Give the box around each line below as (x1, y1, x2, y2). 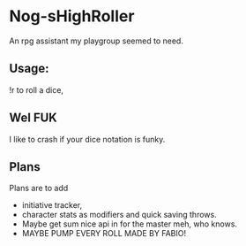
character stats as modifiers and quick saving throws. (21, 210, 218, 220)
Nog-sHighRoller (9, 6, 135, 27)
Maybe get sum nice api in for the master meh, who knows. (21, 219, 238, 229)
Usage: (9, 61, 50, 76)
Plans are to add (9, 183, 69, 194)
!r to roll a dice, (9, 84, 64, 95)
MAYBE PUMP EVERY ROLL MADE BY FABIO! (21, 228, 187, 239)
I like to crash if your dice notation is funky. (9, 134, 166, 144)
